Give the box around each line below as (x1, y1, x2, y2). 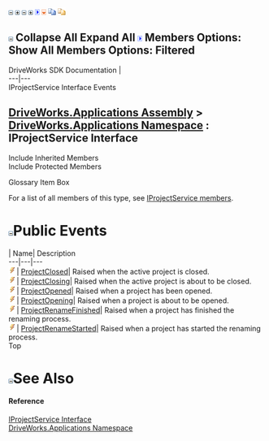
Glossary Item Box (8, 177, 70, 187)
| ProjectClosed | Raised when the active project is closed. (16, 266, 210, 276)
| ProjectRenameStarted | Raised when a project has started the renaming (16, 323, 262, 333)
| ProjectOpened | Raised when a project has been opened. (16, 286, 213, 296)
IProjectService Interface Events (8, 82, 116, 92)
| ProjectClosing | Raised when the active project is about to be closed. (16, 276, 252, 286)
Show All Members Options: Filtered (8, 44, 195, 58)
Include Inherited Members (8, 153, 99, 162)
